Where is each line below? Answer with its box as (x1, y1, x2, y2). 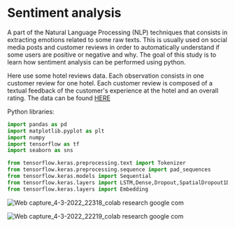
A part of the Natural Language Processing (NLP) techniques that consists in (7, 28, 228, 36)
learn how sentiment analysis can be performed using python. (7, 57, 186, 66)
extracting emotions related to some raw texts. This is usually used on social (7, 35, 227, 43)
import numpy (7, 134, 45, 141)
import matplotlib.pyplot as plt (7, 128, 105, 135)
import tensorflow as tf (7, 140, 80, 148)
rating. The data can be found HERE (7, 93, 111, 102)
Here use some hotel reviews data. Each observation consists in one (7, 71, 204, 80)
